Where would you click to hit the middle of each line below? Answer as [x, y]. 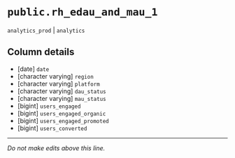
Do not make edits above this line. [56, 148]
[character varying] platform [58, 84]
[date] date [33, 69]
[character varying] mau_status [62, 98]
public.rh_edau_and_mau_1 [83, 12]
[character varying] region [56, 76]
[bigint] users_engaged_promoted [63, 120]
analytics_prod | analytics [46, 30]
